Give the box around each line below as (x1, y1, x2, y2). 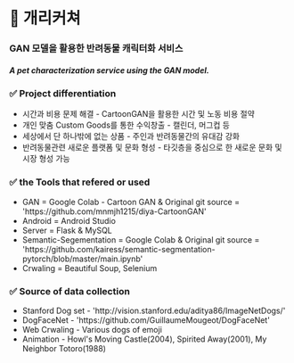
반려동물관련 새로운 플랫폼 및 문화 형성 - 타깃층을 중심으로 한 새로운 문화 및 (21, 142, 282, 153)
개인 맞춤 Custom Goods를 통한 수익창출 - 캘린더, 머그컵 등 (21, 120, 230, 130)
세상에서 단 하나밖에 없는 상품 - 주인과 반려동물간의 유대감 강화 (21, 131, 241, 142)
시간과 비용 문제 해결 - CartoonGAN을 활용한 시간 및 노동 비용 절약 (21, 109, 256, 120)
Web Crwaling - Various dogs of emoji (21, 325, 163, 335)
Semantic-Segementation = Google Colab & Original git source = (21, 234, 260, 245)
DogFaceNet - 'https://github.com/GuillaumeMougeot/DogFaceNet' (21, 315, 270, 326)
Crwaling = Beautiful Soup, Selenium (21, 262, 158, 273)
